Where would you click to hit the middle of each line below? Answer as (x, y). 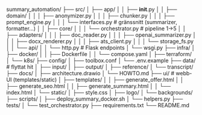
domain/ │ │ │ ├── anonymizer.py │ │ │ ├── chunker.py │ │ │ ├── (90, 16)
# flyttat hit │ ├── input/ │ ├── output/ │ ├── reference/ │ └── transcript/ (100, 67)
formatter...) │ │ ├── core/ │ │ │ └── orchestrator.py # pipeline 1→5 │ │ (96, 28)
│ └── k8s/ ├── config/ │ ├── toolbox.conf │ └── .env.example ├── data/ (101, 61)
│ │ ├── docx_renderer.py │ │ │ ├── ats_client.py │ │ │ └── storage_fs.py (100, 41)
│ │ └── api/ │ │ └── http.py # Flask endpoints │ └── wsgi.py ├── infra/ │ (101, 48)
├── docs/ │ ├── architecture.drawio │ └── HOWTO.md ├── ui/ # (90, 73)
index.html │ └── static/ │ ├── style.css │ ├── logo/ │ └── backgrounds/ (99, 92)
